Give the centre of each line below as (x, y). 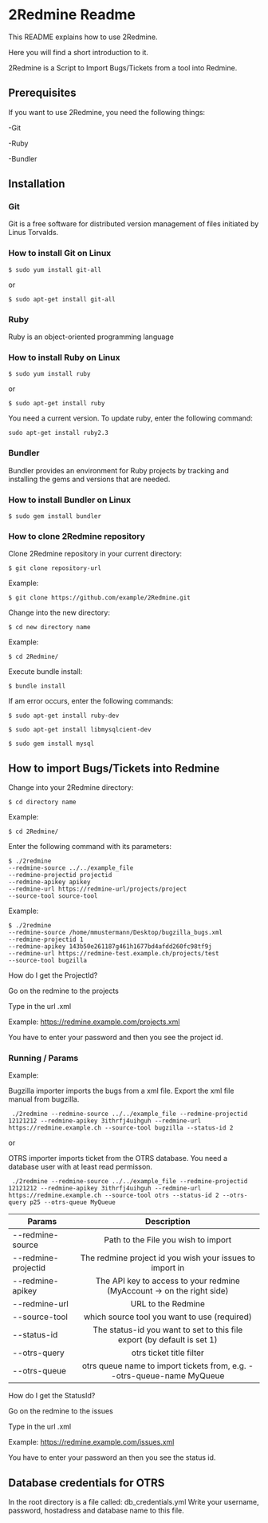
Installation (37, 184)
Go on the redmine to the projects (64, 991)
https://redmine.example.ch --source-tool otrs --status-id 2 (114, 1196)
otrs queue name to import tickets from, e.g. (164, 1366)
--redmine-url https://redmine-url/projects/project (98, 889)
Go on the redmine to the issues (61, 1411)
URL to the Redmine (168, 1304)
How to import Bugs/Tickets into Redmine (114, 768)
